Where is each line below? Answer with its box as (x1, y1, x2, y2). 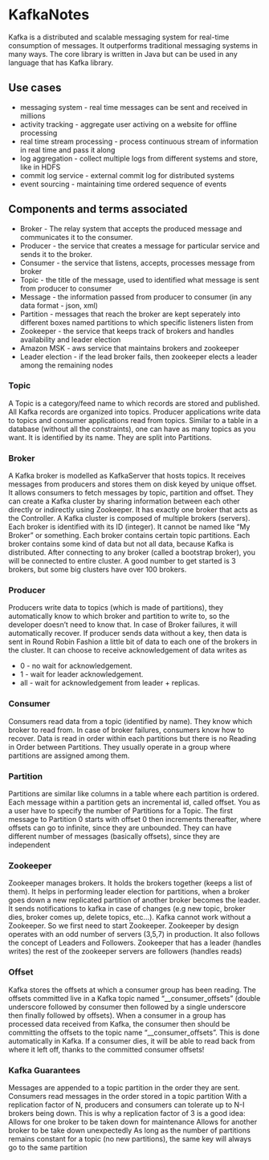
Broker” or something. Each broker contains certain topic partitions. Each (8, 531, 251, 540)
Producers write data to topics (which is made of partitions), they (8, 603, 223, 613)
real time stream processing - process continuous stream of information (19, 136, 259, 146)
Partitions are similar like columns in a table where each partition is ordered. (8, 789, 259, 799)
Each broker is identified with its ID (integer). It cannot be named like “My (8, 522, 251, 531)
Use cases (8, 81, 62, 95)
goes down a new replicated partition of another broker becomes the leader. (8, 895, 261, 905)
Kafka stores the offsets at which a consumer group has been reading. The (8, 985, 257, 995)
